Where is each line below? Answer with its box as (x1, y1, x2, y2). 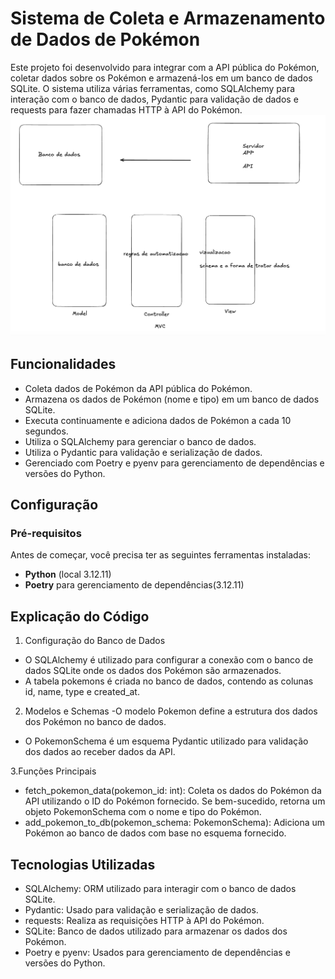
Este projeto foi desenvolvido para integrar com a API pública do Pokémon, (10, 61, 320, 73)
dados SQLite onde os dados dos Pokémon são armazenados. (24, 665, 282, 677)
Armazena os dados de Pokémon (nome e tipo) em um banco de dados (24, 393, 320, 405)
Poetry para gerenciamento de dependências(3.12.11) (24, 579, 245, 591)
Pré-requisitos (10, 526, 82, 540)
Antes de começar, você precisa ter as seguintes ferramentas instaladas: (10, 549, 311, 561)
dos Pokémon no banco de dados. (24, 716, 167, 728)
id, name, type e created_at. (24, 686, 140, 698)
